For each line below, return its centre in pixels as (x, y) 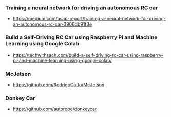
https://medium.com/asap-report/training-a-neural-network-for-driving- (89, 19)
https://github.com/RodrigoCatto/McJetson (59, 85)
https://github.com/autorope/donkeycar (55, 109)
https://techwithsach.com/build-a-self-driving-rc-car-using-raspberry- (88, 55)
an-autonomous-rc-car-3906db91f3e (52, 24)
